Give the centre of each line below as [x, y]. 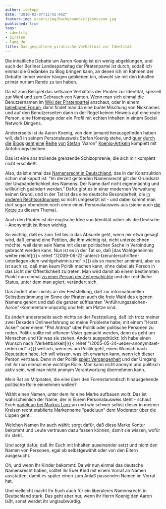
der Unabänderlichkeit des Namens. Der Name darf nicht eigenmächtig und [82, 184]
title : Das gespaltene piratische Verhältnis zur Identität [69, 47]
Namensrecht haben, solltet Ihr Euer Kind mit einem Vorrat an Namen [76, 470]
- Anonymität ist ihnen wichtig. [36, 225]
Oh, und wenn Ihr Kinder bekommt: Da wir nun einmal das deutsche [74, 465]
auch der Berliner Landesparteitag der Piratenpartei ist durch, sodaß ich [79, 66]
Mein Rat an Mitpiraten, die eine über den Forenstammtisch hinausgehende [82, 379]
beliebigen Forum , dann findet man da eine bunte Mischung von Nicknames [83, 107]
